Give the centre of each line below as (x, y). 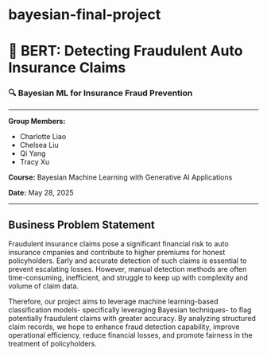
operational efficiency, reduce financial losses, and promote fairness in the (130, 335)
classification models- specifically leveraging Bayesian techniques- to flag (130, 310)
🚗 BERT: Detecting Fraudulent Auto (126, 51)
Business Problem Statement (81, 225)
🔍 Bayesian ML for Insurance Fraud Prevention (101, 93)
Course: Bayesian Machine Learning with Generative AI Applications (120, 177)
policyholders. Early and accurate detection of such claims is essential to (128, 261)
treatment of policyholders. (52, 344)
